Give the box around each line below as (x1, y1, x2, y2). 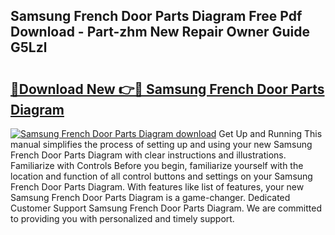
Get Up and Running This (218, 128, 323, 139)
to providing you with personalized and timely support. (10, 213, 235, 224)
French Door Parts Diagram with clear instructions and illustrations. (10, 149, 287, 161)
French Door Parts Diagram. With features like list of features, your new (10, 181, 305, 193)
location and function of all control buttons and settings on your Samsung (10, 170, 313, 182)
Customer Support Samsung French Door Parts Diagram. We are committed (10, 202, 323, 214)
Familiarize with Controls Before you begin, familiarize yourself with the (10, 160, 304, 171)
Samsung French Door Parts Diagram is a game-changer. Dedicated (10, 192, 291, 203)
